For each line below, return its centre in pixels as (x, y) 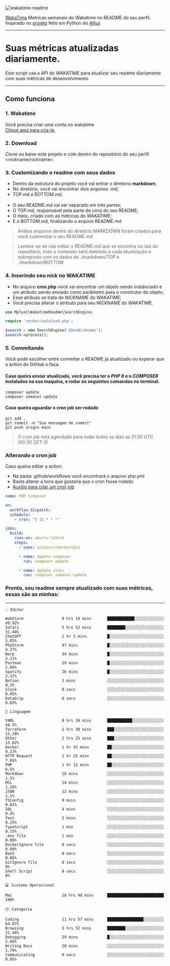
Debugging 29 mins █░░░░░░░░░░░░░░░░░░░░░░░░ (85, 937)
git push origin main (28, 427)
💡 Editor (15, 610)
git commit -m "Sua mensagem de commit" (49, 423)
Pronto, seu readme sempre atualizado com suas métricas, (79, 588)
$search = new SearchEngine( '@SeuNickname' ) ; (54, 330)
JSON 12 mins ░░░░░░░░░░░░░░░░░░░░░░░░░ (85, 791)
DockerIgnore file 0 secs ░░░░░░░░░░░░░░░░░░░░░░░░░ (85, 844)
